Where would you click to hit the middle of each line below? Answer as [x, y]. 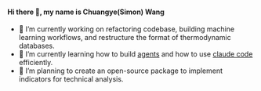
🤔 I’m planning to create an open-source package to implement [121, 71]
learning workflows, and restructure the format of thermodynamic [125, 38]
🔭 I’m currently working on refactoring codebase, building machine [127, 29]
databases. [37, 46]
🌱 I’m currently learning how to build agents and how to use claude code [136, 54]
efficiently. [36, 63]
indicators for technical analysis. [71, 79]
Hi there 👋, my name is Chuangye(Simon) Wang [86, 12]
